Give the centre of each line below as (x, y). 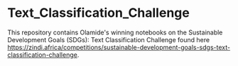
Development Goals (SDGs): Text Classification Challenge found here (109, 39)
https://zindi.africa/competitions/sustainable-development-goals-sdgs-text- (119, 47)
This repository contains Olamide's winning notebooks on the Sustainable (115, 32)
